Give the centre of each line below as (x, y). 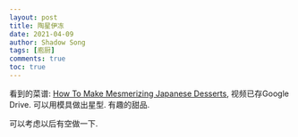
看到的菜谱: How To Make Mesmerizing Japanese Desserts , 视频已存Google (149, 93)
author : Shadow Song (48, 42)
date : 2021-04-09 (42, 34)
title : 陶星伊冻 (37, 26)
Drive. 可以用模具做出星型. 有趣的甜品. (80, 104)
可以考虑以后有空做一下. (54, 123)
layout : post (34, 17)
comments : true (38, 59)
